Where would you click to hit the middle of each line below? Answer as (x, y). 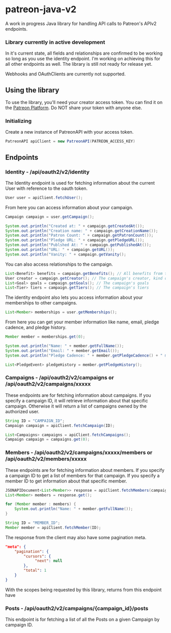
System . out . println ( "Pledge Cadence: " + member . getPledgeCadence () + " (84, 356)
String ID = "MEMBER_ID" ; (33, 523)
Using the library (32, 90)
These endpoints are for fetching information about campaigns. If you (78, 395)
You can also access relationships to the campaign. (59, 264)
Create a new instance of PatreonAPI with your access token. (69, 132)
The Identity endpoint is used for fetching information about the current (80, 183)
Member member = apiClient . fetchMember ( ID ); (53, 527)
